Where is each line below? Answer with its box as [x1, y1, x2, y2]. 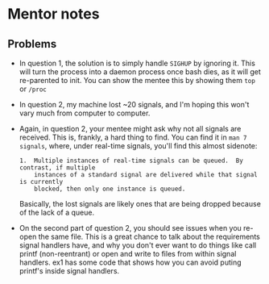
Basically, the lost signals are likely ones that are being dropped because [19, 199, 261, 208]
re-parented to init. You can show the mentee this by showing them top [19, 76, 255, 85]
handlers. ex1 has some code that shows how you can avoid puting [19, 257, 242, 267]
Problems [7, 37, 57, 51]
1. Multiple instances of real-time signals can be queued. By [19, 157, 243, 165]
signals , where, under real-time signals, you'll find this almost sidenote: [19, 141, 258, 150]
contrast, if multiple [19, 164, 96, 172]
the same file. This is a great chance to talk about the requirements [38, 232, 261, 241]
